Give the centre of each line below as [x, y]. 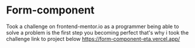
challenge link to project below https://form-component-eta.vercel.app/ [93, 39]
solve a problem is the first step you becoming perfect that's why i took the [97, 32]
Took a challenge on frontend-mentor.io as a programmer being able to [92, 26]
